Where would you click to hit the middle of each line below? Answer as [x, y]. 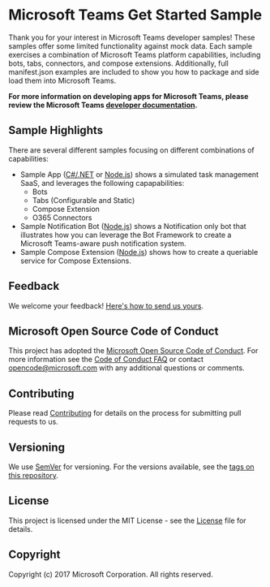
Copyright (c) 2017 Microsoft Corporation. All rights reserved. [111, 574]
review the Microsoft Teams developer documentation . [103, 105]
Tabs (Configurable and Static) [84, 200]
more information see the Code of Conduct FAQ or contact [106, 360]
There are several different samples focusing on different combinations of [132, 150]
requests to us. [33, 422]
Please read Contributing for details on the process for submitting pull [125, 413]
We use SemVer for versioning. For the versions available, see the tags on [131, 467]
